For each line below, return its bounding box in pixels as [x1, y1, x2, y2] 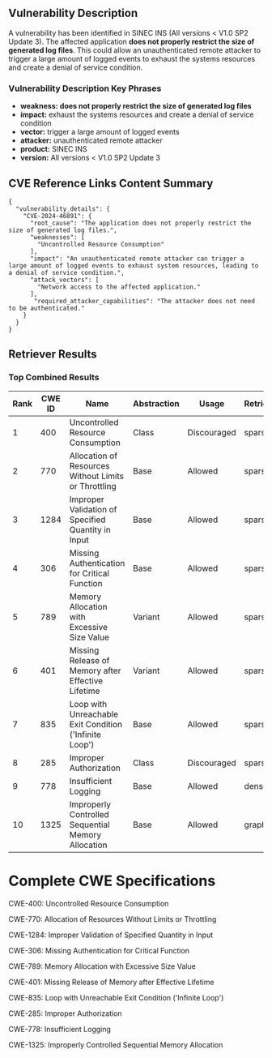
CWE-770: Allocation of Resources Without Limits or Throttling [8, 914, 217, 923]
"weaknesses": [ [29, 233, 85, 242]
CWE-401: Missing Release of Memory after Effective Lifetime [8, 977, 215, 987]
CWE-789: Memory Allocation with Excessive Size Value [8, 961, 196, 971]
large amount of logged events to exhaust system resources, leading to [8, 261, 259, 270]
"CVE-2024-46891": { [23, 212, 92, 220]
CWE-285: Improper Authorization [8, 1009, 123, 1018]
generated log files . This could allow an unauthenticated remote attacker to [8, 45, 261, 55]
